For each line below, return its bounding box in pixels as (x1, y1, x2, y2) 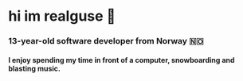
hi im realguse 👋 (8, 7, 116, 25)
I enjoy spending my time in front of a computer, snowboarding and (8, 55, 235, 64)
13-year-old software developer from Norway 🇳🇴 (8, 36, 204, 47)
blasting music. (8, 64, 61, 73)
